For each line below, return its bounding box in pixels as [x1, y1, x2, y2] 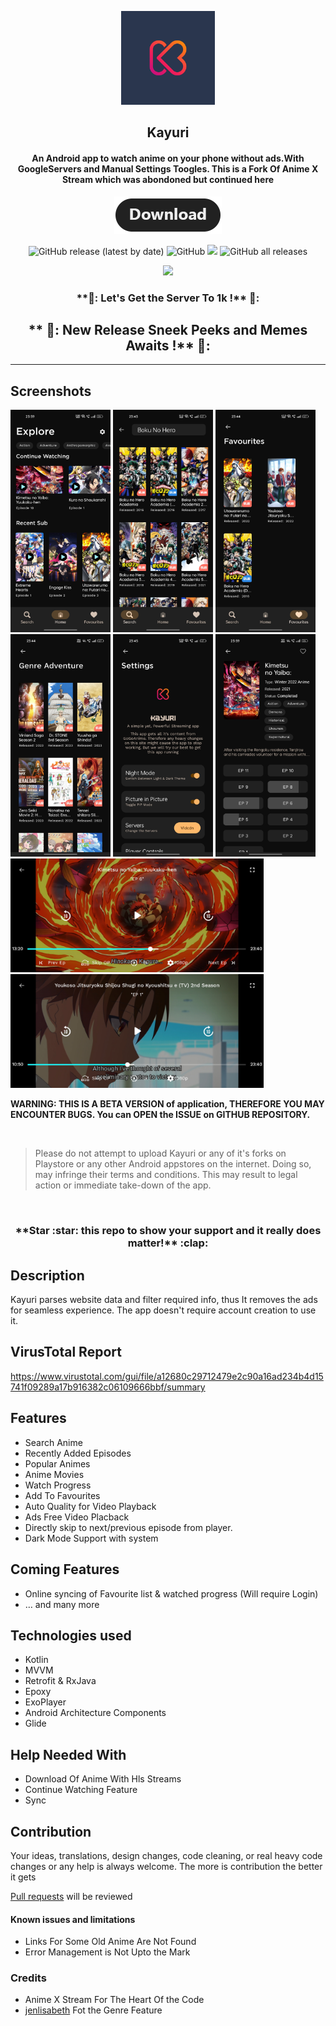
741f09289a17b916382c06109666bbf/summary [10, 1381, 206, 1393]
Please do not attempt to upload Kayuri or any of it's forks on [34, 1147, 287, 1160]
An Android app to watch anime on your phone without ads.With [31, 152, 305, 164]
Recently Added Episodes [24, 1447, 132, 1459]
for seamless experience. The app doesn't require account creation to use [10, 1304, 317, 1316]
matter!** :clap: [127, 1236, 209, 1250]
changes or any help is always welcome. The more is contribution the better [10, 1860, 323, 1872]
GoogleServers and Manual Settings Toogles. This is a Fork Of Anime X [17, 162, 319, 175]
